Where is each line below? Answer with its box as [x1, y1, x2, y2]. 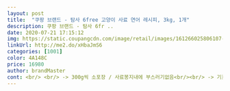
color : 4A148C [7, 55, 48, 62]
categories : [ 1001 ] [7, 49, 63, 55]
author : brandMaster [7, 67, 66, 74]
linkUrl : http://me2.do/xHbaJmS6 [7, 42, 103, 49]
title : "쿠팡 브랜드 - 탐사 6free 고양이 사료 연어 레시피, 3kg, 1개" [7, 16, 190, 23]
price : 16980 [7, 61, 44, 68]
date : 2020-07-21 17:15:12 [7, 29, 84, 36]
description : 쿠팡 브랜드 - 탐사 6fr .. [7, 23, 114, 29]
